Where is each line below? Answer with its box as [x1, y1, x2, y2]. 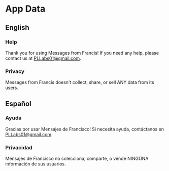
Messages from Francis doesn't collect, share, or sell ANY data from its [5, 79, 154, 85]
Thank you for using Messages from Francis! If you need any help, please [5, 50, 159, 56]
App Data [5, 3, 46, 15]
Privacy [5, 68, 25, 75]
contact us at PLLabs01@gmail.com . [5, 55, 81, 61]
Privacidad [5, 144, 33, 151]
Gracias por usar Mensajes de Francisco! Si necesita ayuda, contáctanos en [5, 126, 164, 132]
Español [5, 99, 31, 108]
